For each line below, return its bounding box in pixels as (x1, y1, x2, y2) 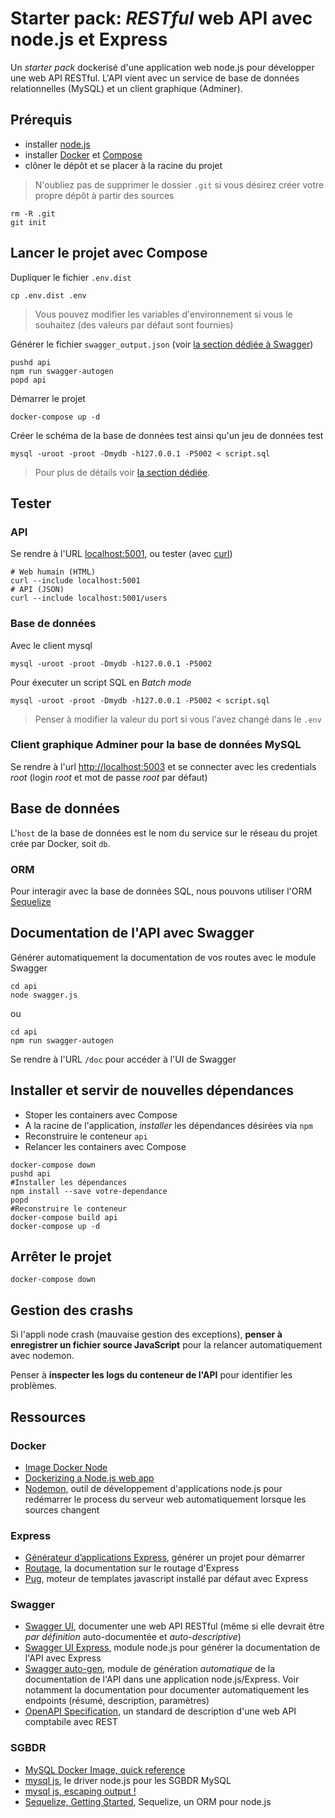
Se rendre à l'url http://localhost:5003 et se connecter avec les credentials (10, 760, 317, 772)
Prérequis (10, 112, 73, 129)
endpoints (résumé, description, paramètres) (24, 1695, 210, 1707)
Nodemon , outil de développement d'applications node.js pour (24, 1482, 283, 1494)
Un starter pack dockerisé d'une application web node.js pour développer (10, 61, 315, 73)
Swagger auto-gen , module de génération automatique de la (24, 1663, 275, 1675)
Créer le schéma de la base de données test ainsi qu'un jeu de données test (10, 429, 324, 441)
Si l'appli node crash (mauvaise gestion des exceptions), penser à (10, 1328, 283, 1341)
